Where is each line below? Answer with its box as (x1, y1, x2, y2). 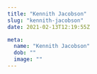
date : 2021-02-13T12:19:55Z (7, 23, 91, 30)
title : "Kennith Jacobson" (7, 10, 87, 18)
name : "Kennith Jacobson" (13, 43, 91, 50)
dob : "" (13, 49, 37, 56)
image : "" (13, 56, 42, 63)
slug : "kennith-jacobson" (7, 17, 84, 24)
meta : (7, 36, 23, 43)
